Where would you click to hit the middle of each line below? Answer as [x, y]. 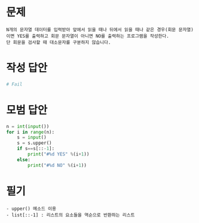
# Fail [14, 84]
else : [24, 160]
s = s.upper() [34, 143]
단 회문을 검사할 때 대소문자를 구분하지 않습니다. [59, 42]
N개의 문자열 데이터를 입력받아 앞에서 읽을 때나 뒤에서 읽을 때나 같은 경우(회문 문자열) [100, 30]
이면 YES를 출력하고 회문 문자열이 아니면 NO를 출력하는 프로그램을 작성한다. [88, 36]
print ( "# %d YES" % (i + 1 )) [59, 154]
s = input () [32, 138]
